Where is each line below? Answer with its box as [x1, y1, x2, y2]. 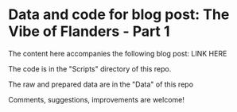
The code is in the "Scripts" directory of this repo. [8, 64, 172, 73]
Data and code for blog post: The [8, 6, 230, 24]
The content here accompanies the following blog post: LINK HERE [8, 48, 227, 58]
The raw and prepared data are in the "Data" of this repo [8, 79, 193, 89]
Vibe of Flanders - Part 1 [8, 22, 170, 41]
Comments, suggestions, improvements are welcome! [8, 95, 185, 104]
